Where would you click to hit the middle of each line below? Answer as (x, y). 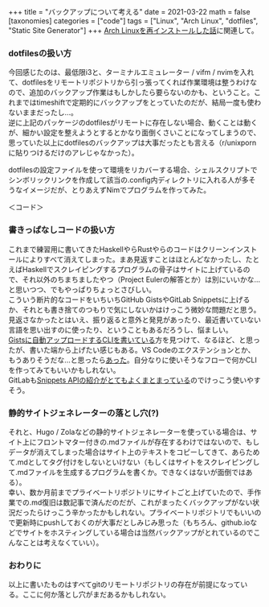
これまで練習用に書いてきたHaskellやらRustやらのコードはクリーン (119, 249)
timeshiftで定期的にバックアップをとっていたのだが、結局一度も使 (145, 102)
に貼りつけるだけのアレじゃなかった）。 (73, 153)
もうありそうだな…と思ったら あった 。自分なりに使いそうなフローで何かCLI (132, 360)
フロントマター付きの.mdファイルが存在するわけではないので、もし (148, 442)
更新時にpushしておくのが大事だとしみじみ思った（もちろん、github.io (132, 522)
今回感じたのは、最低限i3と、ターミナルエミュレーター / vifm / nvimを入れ (131, 72)
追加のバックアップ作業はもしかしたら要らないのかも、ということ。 (142, 93)
